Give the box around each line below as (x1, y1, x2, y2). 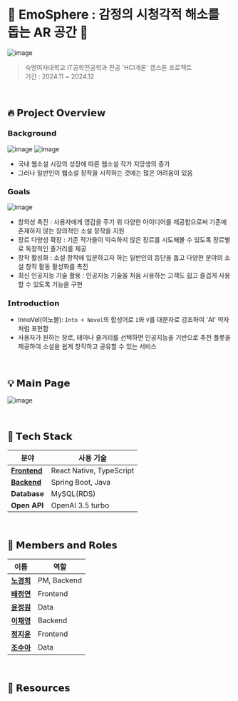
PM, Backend (38, 575, 83, 585)
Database (11, 488, 45, 498)
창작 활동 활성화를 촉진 (25, 262, 89, 271)
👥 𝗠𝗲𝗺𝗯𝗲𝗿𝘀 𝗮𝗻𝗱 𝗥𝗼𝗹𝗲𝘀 (7, 540, 118, 552)
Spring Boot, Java (51, 477, 111, 487)
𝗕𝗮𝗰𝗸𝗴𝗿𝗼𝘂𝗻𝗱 (7, 128, 57, 138)
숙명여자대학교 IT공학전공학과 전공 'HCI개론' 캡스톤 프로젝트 (24, 63, 192, 71)
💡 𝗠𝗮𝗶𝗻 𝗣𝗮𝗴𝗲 (7, 377, 71, 389)
